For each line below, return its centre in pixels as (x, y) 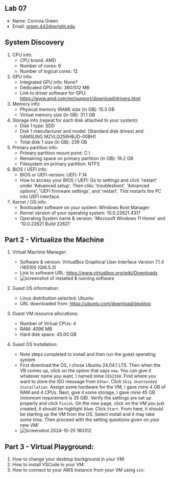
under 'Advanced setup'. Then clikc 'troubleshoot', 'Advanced (84, 185)
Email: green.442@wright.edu (44, 26)
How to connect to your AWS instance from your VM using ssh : (78, 470)
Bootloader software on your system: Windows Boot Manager (85, 207)
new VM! (29, 425)
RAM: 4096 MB (36, 329)
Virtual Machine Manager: (39, 252)
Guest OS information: (35, 288)
